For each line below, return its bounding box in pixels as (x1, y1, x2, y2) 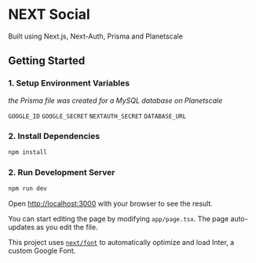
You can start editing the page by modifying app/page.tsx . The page (8, 214, 229, 223)
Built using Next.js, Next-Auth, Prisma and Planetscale (8, 31, 183, 41)
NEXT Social (8, 5, 90, 24)
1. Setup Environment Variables (8, 78, 130, 89)
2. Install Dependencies (8, 130, 101, 141)
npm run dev (8, 184, 47, 193)
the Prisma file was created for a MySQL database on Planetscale (8, 96, 223, 105)
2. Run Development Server (8, 166, 115, 177)
